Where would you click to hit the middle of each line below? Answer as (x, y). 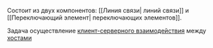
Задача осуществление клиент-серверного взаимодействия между (107, 31)
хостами (20, 38)
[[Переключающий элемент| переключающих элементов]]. (95, 18)
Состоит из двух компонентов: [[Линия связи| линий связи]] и (98, 10)
